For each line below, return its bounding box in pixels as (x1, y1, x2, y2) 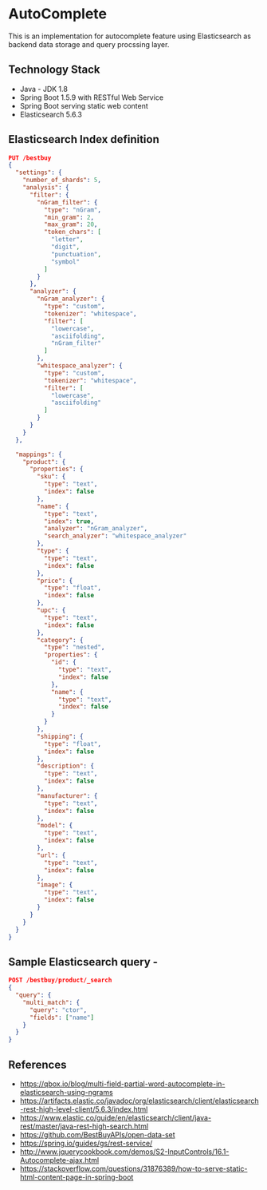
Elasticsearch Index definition (8, 133, 159, 146)
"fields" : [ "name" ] (29, 1013, 94, 1021)
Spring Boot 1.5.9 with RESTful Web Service (19, 93, 164, 102)
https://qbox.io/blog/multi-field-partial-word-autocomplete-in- (19, 1079, 226, 1089)
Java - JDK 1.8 (19, 84, 68, 93)
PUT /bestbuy (8, 153, 52, 162)
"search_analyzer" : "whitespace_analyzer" (43, 532, 187, 540)
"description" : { (37, 762, 94, 771)
